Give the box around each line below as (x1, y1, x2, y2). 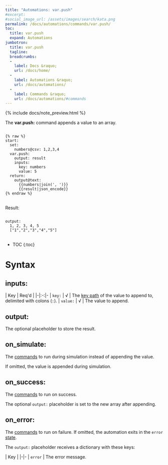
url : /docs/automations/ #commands (14, 96, 86, 101)
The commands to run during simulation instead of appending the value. (5, 353, 154, 359)
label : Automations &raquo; (14, 77, 73, 82)
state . (5, 434, 17, 440)
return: (10, 173, 26, 178)
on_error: (5, 416, 35, 424)
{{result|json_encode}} (18, 187, 69, 192)
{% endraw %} (5, 191, 33, 196)
